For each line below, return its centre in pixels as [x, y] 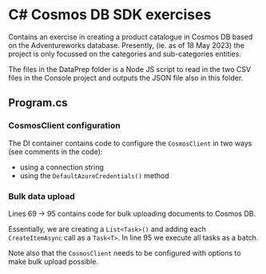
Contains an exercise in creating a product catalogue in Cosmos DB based [131, 37]
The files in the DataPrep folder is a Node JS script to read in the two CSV [130, 69]
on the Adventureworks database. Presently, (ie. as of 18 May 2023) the [127, 45]
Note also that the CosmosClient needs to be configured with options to [125, 252]
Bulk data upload [42, 196]
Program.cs [38, 103]
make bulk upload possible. [53, 261]
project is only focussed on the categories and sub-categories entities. [125, 54]
